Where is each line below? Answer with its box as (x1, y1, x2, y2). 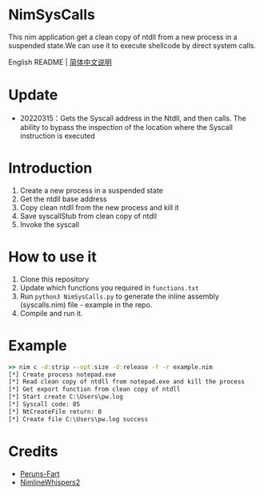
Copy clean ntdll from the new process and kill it (19, 202, 179, 212)
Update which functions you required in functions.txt (19, 282, 199, 292)
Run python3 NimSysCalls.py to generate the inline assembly (19, 291, 220, 301)
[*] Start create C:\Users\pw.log (8, 393, 124, 401)
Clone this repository (19, 274, 90, 284)
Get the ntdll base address (19, 194, 107, 204)
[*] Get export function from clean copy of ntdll (8, 385, 181, 394)
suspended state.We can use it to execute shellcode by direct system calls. (8, 40, 256, 50)
